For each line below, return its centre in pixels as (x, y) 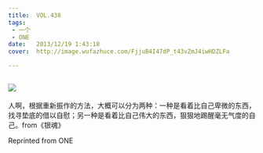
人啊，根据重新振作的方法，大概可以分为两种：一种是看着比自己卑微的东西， (132, 105)
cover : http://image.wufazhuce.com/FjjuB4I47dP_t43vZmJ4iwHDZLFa (119, 52)
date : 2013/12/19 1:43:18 (54, 44)
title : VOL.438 (35, 15)
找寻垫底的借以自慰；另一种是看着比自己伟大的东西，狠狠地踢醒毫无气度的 (128, 115)
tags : (17, 23)
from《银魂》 (43, 125)
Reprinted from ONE (41, 141)
